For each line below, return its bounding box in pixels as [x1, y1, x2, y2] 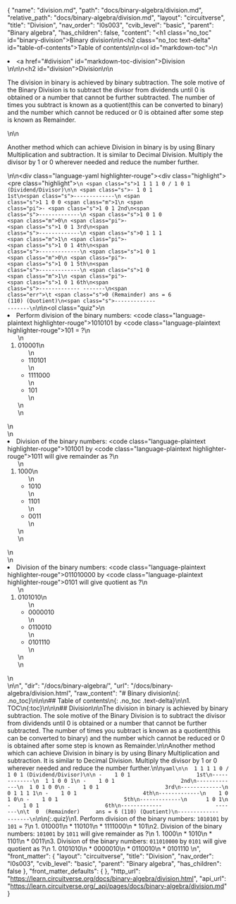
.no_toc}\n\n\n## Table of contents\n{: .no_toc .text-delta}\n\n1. [7, 697, 192, 705]
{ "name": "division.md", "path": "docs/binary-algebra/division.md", [7, 6, 203, 14]
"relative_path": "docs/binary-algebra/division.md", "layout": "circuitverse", [7, 13, 225, 22]
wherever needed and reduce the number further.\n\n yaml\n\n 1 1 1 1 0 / [7, 764, 229, 772]
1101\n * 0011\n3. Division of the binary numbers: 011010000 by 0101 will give [7, 837, 227, 845]
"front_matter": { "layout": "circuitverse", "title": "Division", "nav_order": [7, 852, 214, 860]
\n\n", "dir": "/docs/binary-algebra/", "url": [7, 681, 129, 690]
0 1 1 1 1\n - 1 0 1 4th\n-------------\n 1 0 [7, 790, 229, 797]
